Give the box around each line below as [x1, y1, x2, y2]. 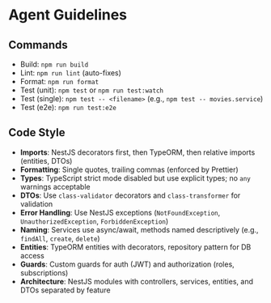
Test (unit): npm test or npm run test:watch [19, 85, 164, 95]
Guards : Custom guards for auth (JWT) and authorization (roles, [19, 259, 235, 269]
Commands [8, 38, 69, 52]
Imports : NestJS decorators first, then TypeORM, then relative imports [19, 147, 256, 157]
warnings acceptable [19, 181, 91, 191]
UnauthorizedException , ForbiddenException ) [19, 216, 169, 226]
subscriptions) [19, 267, 69, 277]
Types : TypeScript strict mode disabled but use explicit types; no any [19, 173, 251, 183]
